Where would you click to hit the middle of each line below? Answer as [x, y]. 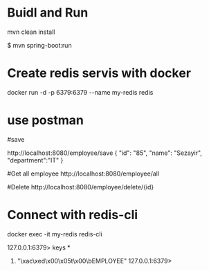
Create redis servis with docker [99, 73]
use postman [46, 121]
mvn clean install [31, 32]
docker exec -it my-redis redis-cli [55, 234]
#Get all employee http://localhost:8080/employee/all [83, 174]
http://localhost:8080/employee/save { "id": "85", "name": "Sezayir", [105, 153]
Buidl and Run [48, 13]
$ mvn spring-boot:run [39, 45]
